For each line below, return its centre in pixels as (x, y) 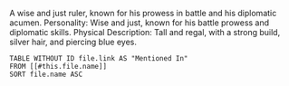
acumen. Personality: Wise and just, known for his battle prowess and (140, 23)
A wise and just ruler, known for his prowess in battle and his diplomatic (143, 13)
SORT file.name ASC (46, 74)
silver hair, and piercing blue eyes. (73, 42)
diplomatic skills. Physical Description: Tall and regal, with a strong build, (145, 32)
